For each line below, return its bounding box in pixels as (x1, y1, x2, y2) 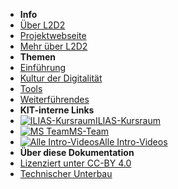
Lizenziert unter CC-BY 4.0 (19, 157, 132, 169)
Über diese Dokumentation (19, 147, 135, 158)
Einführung (19, 62, 67, 73)
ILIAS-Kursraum (94, 115, 161, 126)
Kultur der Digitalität (19, 72, 103, 84)
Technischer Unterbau (19, 168, 113, 179)
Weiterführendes (19, 94, 90, 105)
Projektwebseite (19, 30, 87, 41)
